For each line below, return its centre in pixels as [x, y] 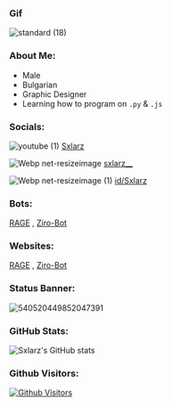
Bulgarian [40, 85]
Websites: [32, 246]
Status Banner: [42, 288]
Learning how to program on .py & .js [92, 103]
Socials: [27, 126]
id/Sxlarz [131, 180]
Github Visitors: [44, 374]
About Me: [33, 56]
